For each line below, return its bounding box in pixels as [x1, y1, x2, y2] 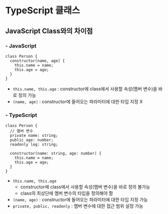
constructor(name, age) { [10, 58, 65, 63]
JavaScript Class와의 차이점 [5, 27, 93, 35]
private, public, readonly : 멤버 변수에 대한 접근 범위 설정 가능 [12, 203, 143, 209]
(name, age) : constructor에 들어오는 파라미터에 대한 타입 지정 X [12, 98, 143, 105]
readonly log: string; [10, 142, 58, 147]
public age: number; [10, 137, 54, 143]
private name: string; [10, 133, 58, 138]
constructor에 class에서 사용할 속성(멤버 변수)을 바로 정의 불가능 [20, 184, 151, 190]
